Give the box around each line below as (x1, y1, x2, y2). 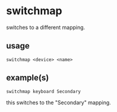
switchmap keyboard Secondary (6, 88, 81, 94)
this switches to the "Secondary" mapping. (6, 99, 111, 106)
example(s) (6, 73, 49, 83)
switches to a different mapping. (6, 24, 86, 31)
